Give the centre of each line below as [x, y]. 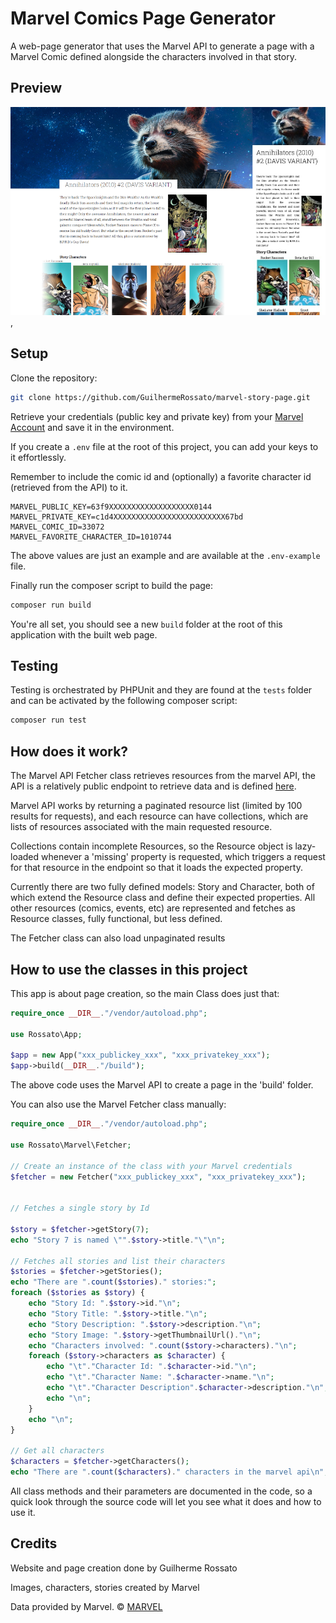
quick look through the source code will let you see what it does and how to [166, 1501]
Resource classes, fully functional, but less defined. [116, 919]
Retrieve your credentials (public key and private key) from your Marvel [157, 416]
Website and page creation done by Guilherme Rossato [124, 1568]
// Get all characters [57, 1451]
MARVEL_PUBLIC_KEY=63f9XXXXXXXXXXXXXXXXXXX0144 [111, 507]
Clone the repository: [54, 378]
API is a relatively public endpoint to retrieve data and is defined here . [153, 786]
